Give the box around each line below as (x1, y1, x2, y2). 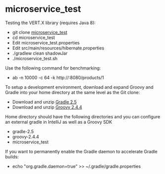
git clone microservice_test (12, 29, 68, 35)
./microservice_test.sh (12, 55, 58, 61)
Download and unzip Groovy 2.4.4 (12, 104, 82, 110)
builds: (5, 154, 19, 160)
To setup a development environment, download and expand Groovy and (5, 84, 154, 90)
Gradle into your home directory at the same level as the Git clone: (5, 89, 140, 95)
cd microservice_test (12, 35, 55, 40)
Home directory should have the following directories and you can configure (5, 113, 161, 119)
